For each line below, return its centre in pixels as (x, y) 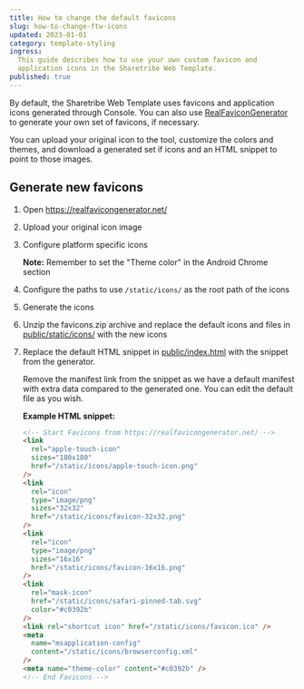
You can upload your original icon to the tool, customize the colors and (142, 139)
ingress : (26, 52)
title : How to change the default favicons (93, 18)
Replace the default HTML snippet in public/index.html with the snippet (155, 351)
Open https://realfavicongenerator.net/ (95, 209)
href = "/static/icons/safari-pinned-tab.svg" (117, 601)
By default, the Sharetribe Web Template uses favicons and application (142, 103)
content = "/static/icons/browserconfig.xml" (114, 652)
